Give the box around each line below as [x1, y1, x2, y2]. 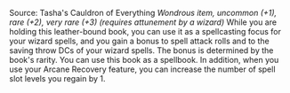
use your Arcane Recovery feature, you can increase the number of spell [9, 64, 276, 74]
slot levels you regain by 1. [9, 74, 106, 83]
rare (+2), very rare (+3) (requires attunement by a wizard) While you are [9, 17, 278, 27]
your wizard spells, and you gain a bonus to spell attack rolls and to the [9, 35, 270, 46]
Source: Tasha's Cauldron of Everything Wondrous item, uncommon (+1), [9, 8, 278, 18]
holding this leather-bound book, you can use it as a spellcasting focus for [9, 27, 282, 36]
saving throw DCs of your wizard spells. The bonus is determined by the [9, 45, 274, 56]
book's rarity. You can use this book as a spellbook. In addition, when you [9, 55, 279, 65]
